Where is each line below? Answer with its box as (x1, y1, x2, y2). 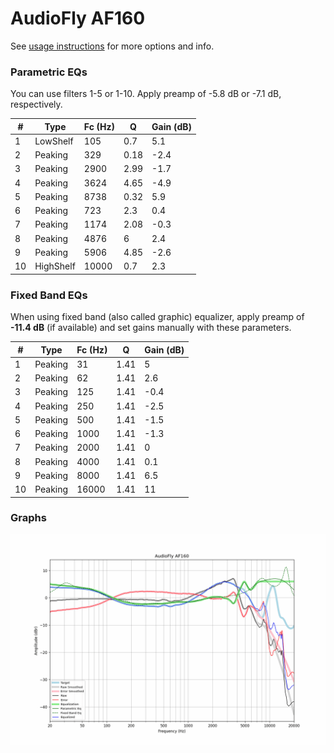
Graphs (10, 511, 47, 525)
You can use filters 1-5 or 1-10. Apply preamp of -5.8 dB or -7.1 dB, (10, 88, 282, 100)
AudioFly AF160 (10, 7, 146, 30)
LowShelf (34, 135, 74, 147)
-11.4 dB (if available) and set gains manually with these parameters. (10, 322, 292, 334)
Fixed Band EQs (10, 288, 88, 302)
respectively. (10, 98, 63, 111)
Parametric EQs (10, 65, 88, 79)
